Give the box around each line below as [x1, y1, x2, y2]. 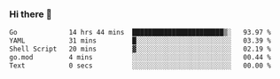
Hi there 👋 [9, 8, 53, 20]
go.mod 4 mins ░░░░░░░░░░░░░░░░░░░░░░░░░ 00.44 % [9, 52, 272, 61]
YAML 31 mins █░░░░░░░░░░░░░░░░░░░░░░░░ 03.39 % [9, 36, 272, 45]
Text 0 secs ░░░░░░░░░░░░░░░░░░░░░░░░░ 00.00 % [9, 61, 272, 70]
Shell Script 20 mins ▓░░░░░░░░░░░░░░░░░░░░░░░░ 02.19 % [9, 44, 272, 54]
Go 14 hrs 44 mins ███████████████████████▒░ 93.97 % [9, 28, 272, 37]
